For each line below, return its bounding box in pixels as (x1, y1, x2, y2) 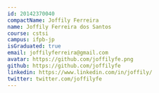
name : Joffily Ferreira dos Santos (7, 23, 112, 30)
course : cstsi (7, 29, 49, 37)
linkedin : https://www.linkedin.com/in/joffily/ (7, 69, 153, 76)
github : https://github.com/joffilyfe (7, 62, 121, 69)
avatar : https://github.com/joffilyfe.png (7, 56, 134, 63)
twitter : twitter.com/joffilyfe (7, 75, 102, 83)
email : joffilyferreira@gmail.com (7, 50, 109, 57)
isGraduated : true (7, 43, 61, 50)
